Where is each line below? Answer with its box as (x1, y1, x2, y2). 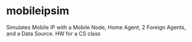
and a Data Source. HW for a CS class (6, 30, 101, 37)
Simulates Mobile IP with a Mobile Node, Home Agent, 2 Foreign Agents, (6, 24, 186, 31)
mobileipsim (6, 4, 69, 18)
